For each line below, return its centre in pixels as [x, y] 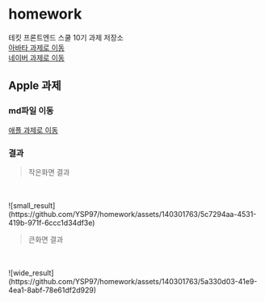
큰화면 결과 [46, 239]
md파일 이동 [31, 111]
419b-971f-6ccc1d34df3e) [52, 223]
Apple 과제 [35, 86]
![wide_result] [31, 273]
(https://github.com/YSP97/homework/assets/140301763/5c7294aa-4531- [132, 214]
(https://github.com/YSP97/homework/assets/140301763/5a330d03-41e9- [133, 281]
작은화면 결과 [49, 172]
